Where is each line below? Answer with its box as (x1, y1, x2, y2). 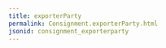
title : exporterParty (8, 11, 82, 20)
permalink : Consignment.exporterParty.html (8, 20, 159, 28)
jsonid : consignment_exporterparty (8, 27, 129, 35)
